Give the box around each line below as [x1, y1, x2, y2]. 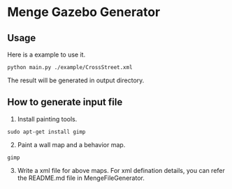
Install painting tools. [17, 114, 78, 123]
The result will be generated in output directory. [7, 76, 145, 84]
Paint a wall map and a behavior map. [17, 140, 126, 149]
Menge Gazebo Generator [7, 4, 161, 20]
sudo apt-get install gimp [7, 128, 86, 135]
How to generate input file [7, 96, 123, 108]
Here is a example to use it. [7, 50, 86, 59]
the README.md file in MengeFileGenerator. [17, 174, 145, 182]
